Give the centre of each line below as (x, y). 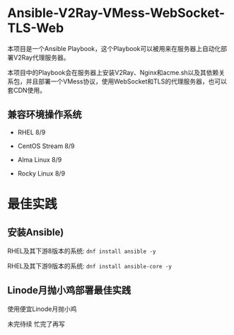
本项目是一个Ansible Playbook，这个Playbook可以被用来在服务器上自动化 (114, 48)
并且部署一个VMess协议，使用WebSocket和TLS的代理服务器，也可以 (127, 81)
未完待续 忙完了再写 (36, 324)
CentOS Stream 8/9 (46, 146)
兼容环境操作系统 (45, 115)
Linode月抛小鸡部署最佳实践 (69, 291)
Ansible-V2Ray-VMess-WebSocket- (116, 13)
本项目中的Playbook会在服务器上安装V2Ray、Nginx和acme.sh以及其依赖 (113, 72)
